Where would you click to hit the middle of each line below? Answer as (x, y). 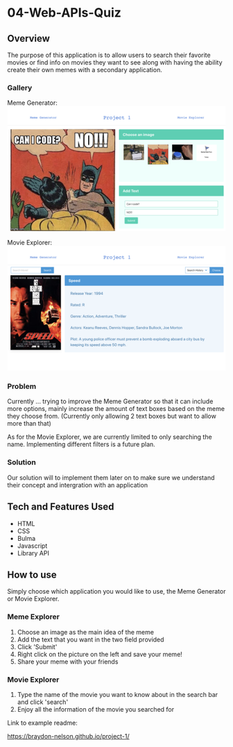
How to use (32, 574)
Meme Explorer (34, 617)
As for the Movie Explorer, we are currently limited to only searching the (110, 437)
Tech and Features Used (61, 507)
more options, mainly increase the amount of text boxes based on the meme (116, 409)
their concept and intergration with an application (77, 485)
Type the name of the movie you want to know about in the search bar (118, 694)
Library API (33, 553)
